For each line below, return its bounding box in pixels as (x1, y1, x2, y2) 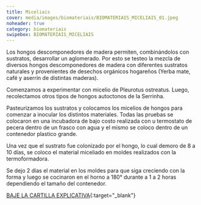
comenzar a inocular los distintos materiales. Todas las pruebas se (6, 111, 174, 118)
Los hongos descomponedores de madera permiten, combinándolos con (6, 48, 189, 56)
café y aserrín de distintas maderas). (6, 74, 99, 82)
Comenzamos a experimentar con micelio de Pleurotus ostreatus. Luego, (6, 86, 189, 93)
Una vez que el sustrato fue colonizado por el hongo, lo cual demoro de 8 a (6, 142, 196, 149)
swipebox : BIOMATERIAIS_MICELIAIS (6, 32, 94, 38)
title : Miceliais (6, 9, 51, 15)
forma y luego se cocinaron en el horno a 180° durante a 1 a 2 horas (6, 173, 177, 181)
